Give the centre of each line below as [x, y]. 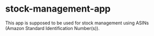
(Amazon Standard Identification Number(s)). [53, 28]
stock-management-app [58, 9]
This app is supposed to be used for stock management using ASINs [77, 23]
